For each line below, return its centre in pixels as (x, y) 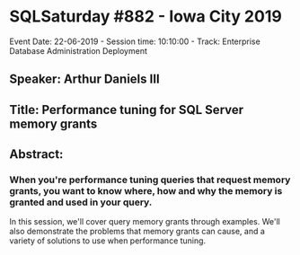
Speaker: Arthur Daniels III (84, 79)
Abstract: (36, 154)
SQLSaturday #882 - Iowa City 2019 (146, 17)
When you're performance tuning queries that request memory (150, 180)
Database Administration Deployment (79, 50)
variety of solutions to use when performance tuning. (108, 241)
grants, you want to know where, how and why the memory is (146, 191)
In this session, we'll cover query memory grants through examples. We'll (145, 222)
